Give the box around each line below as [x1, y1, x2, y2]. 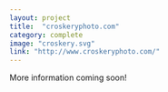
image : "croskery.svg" [9, 38, 95, 48]
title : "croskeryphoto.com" [9, 22, 120, 31]
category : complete [9, 30, 84, 39]
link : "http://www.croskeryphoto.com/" [9, 47, 161, 56]
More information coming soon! [9, 72, 127, 83]
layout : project [9, 13, 71, 23]
